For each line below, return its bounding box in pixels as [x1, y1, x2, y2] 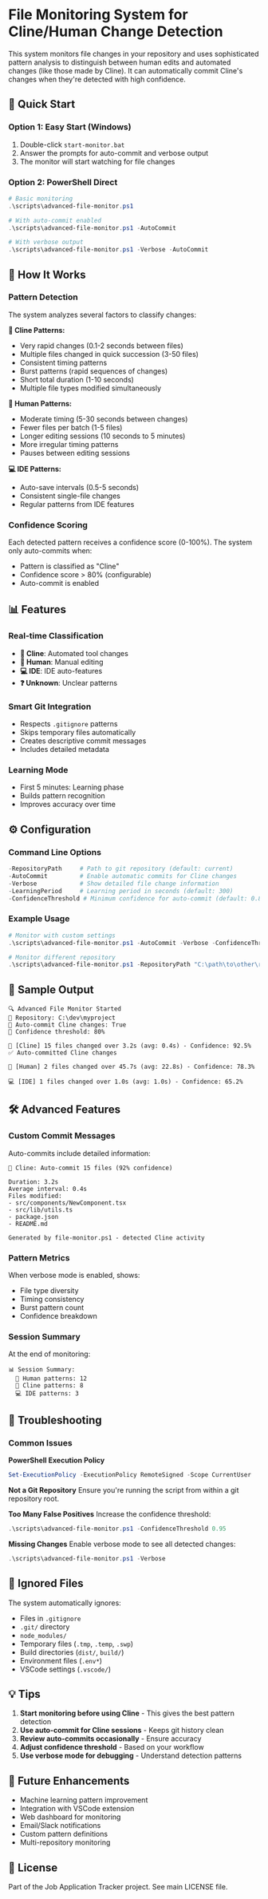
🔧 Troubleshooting [8, 1413, 102, 1426]
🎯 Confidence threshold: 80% [8, 1028, 105, 1036]
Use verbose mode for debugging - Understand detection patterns [19, 1751, 242, 1761]
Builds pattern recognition [19, 791, 105, 801]
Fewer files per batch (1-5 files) [19, 422, 123, 432]
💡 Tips [8, 1687, 41, 1701]
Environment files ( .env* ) [19, 1656, 102, 1665]
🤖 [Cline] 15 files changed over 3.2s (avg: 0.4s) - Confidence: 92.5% [8, 1042, 251, 1050]
